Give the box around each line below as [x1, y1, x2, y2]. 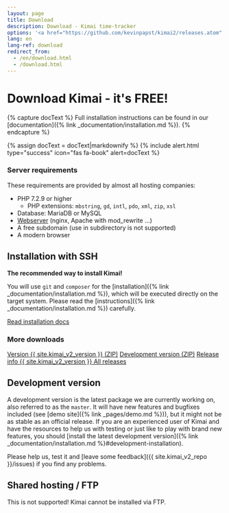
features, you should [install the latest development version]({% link [7, 431, 199, 440]
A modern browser [16, 230, 71, 239]
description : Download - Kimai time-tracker [7, 23, 136, 29]
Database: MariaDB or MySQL [16, 208, 102, 217]
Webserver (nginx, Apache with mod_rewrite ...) [16, 216, 153, 224]
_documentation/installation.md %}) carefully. [7, 304, 136, 312]
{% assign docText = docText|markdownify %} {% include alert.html [7, 141, 200, 150]
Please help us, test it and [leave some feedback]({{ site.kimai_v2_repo [7, 452, 208, 460]
